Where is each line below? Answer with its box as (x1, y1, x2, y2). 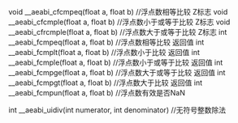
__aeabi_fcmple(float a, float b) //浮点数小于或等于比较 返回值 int (8, 57, 223, 67)
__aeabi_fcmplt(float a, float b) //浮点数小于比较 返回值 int (8, 48, 201, 57)
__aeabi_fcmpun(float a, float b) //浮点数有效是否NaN (8, 88, 185, 97)
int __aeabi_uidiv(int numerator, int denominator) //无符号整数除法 (8, 105, 227, 115)
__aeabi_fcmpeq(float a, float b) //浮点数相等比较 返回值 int (8, 37, 205, 47)
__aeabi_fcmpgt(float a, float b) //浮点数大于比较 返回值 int (8, 78, 203, 87)
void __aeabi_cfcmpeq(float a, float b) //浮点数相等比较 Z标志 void (8, 7, 228, 16)
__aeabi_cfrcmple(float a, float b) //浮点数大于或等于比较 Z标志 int (8, 28, 227, 36)
